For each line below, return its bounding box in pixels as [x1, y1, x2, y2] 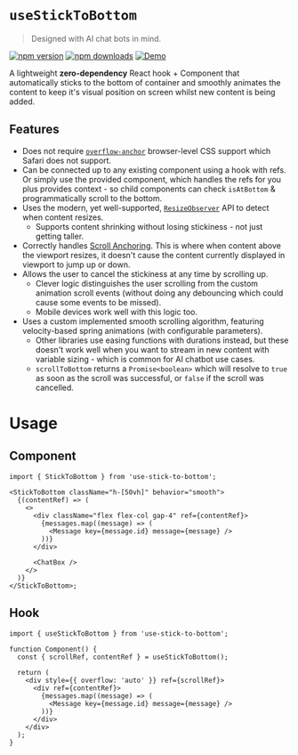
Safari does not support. [21, 155, 112, 166]
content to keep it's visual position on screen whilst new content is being [9, 86, 276, 97]
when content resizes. [21, 212, 104, 223]
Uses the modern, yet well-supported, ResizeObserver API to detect [21, 202, 270, 213]
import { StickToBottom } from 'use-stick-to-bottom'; [9, 472, 217, 481]
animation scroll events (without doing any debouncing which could [35, 288, 284, 298]
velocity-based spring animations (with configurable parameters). [21, 325, 263, 336]
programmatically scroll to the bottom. [21, 192, 163, 203]
